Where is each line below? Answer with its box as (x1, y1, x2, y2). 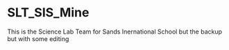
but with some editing (7, 34, 69, 42)
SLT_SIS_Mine (7, 5, 90, 21)
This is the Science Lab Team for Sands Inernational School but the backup (7, 27, 223, 36)
